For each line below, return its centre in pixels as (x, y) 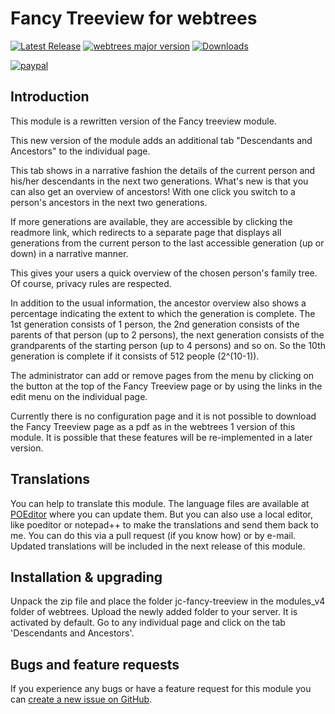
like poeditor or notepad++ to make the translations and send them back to (165, 524)
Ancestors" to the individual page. (80, 151)
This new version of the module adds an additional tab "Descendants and (161, 140)
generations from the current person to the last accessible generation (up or (167, 243)
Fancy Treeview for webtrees (134, 18)
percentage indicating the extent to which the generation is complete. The (163, 313)
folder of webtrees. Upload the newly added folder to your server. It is (154, 612)
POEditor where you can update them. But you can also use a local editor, (162, 514)
